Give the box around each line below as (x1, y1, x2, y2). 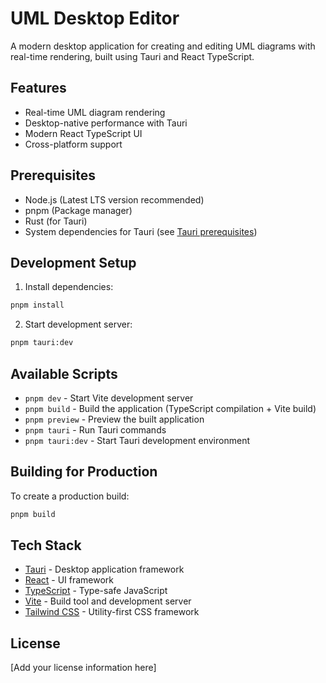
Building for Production (10, 463, 158, 481)
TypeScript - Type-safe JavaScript (24, 585, 168, 597)
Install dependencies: (24, 281, 114, 293)
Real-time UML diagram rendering (24, 106, 166, 118)
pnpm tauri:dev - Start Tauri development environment (24, 434, 250, 446)
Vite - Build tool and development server (24, 595, 192, 607)
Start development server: (24, 318, 133, 331)
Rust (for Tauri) (24, 215, 88, 227)
